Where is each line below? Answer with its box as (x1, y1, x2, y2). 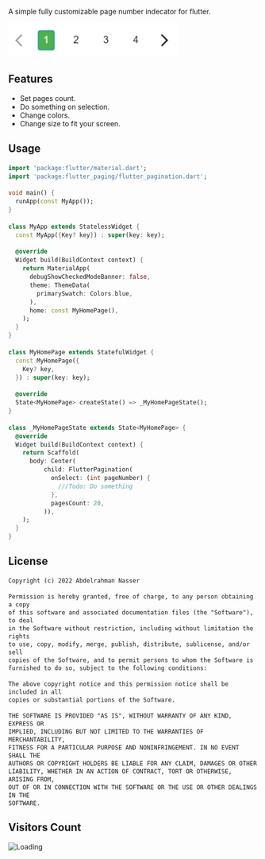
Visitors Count (8, 821, 82, 834)
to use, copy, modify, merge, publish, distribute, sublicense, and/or (8, 640, 250, 648)
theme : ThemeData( (29, 281, 90, 289)
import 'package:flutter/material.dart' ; (8, 164, 148, 172)
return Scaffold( (22, 449, 80, 457)
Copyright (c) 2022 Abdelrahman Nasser (8, 576, 140, 585)
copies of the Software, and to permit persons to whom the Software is (8, 656, 254, 664)
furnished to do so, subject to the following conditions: (8, 664, 208, 672)
